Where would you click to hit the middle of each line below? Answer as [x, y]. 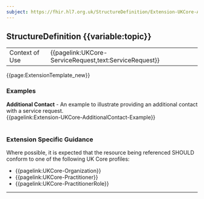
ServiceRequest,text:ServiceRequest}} [105, 60]
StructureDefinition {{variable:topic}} [79, 37]
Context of [24, 53]
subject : [17, 12]
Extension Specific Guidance [50, 139]
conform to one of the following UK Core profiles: [68, 159]
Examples [21, 91]
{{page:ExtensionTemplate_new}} [48, 75]
